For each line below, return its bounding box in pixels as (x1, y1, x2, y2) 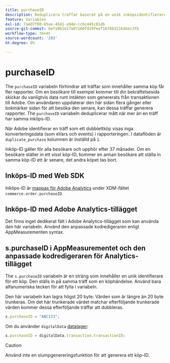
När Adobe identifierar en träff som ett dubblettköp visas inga (5, 125, 134, 132)
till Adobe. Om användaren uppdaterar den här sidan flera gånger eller (5, 99, 152, 105)
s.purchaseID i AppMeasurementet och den (5, 244, 146, 252)
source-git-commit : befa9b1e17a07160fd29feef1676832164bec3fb (5, 26, 139, 31)
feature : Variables (5, 17, 47, 22)
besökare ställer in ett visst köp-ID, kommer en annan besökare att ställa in (5, 151, 161, 157)
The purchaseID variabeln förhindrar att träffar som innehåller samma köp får (5, 83, 164, 89)
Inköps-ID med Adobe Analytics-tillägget (5, 205, 138, 213)
